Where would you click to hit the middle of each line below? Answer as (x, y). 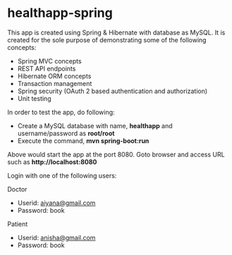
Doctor (17, 189)
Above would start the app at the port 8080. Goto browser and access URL (116, 154)
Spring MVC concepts (50, 61)
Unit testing (34, 98)
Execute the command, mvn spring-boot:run (83, 141)
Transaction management (55, 83)
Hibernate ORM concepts (54, 76)
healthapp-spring (60, 13)
